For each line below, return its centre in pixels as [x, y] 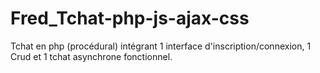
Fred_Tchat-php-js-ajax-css [130, 18]
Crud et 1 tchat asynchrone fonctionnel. [91, 56]
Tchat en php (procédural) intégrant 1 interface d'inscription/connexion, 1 [161, 46]
